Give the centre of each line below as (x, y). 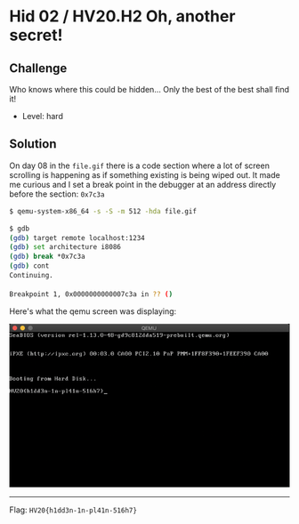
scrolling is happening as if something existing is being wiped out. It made (145, 174)
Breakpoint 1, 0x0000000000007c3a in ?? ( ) (91, 294)
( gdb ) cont (29, 266)
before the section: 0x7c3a (57, 194)
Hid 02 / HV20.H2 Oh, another (122, 16)
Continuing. (31, 276)
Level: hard (43, 116)
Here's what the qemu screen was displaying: (93, 311)
